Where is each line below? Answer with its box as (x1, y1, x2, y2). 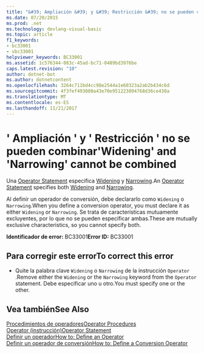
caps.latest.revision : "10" (6, 65, 78, 72)
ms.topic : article (6, 32, 53, 38)
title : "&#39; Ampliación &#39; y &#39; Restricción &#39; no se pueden (6, 9, 194, 15)
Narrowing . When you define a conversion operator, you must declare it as (6, 202, 189, 209)
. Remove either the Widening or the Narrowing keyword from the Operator (15, 273, 197, 281)
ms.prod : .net (6, 20, 42, 26)
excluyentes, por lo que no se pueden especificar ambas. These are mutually (6, 215, 197, 222)
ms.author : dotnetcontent (6, 77, 72, 83)
